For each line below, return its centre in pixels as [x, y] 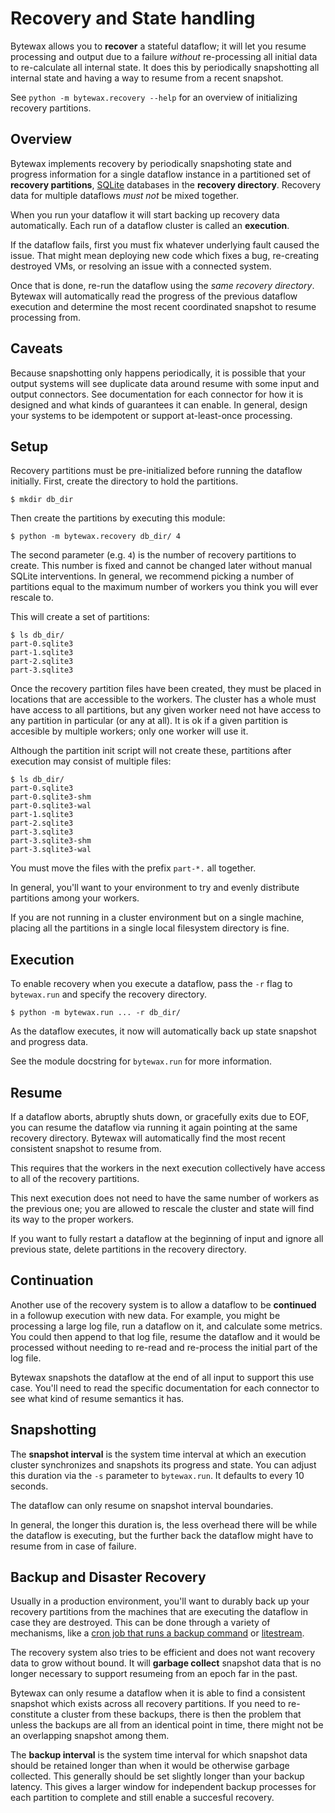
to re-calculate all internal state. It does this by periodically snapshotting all [165, 67]
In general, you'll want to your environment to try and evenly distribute [155, 888]
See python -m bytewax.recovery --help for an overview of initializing [154, 97]
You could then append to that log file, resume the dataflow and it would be [165, 1336]
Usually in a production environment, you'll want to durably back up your [160, 1601]
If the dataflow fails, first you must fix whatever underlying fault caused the [165, 244]
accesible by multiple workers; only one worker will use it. [129, 731]
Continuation [52, 1280]
